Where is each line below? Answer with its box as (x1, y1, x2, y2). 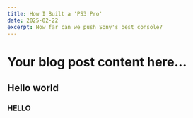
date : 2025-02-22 (7, 17, 59, 24)
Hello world (7, 82, 59, 94)
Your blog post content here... (7, 54, 187, 70)
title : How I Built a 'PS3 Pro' (7, 10, 103, 18)
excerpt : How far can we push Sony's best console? (7, 23, 163, 30)
